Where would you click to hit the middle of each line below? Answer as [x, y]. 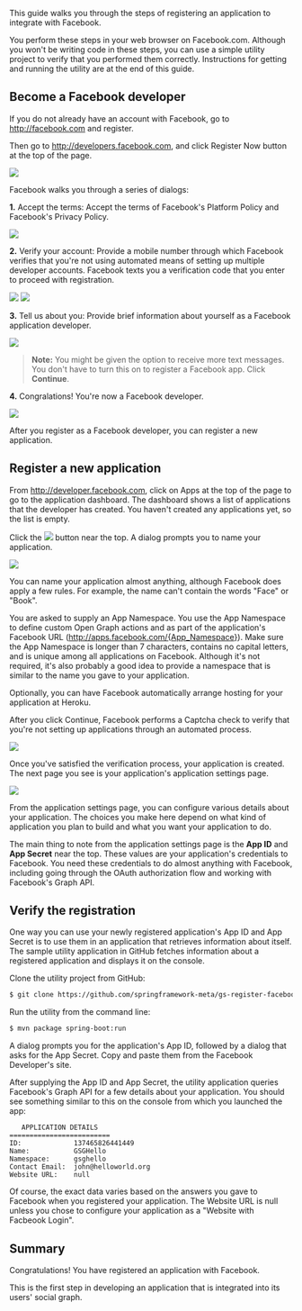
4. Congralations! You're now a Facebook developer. [107, 396]
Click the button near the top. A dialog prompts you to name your [135, 537]
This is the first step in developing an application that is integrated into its [145, 1288]
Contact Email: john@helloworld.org [80, 1167]
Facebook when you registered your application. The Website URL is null [144, 1201]
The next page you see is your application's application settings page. [139, 773]
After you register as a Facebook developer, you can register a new [134, 430]
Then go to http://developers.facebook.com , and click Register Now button [148, 145]
